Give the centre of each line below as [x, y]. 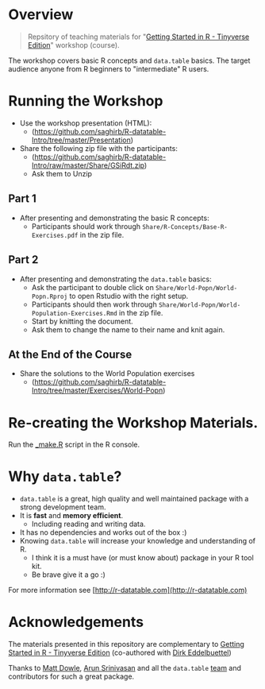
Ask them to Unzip [62, 173]
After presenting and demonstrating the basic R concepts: [114, 218]
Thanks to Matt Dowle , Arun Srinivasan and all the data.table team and [125, 668]
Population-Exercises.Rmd [74, 313]
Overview [41, 15]
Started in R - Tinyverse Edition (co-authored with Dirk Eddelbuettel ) [120, 652]
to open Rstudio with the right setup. [129, 296]
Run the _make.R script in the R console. [74, 445]
